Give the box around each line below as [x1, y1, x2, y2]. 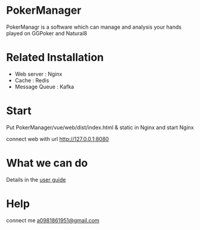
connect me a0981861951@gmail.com [6, 216, 100, 224]
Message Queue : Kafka [14, 83, 75, 90]
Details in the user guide [6, 176, 66, 183]
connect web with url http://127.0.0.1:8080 [6, 135, 109, 142]
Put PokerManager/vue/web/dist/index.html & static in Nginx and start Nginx [6, 124, 194, 131]
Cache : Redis [14, 76, 50, 84]
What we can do [6, 157, 88, 170]
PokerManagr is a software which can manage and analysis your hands [6, 23, 182, 30]
